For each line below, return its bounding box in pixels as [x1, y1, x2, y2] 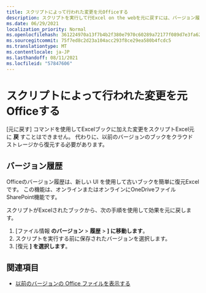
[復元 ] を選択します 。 [15, 243, 71, 250]
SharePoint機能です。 [6, 193, 61, 201]
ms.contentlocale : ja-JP [6, 49, 70, 55]
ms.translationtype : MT [6, 44, 67, 50]
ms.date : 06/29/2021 [6, 20, 59, 26]
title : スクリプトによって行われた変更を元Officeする [6, 9, 129, 15]
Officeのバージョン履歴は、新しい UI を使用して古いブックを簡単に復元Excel [6, 178, 199, 186]
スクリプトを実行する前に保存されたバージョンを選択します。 [15, 235, 171, 243]
